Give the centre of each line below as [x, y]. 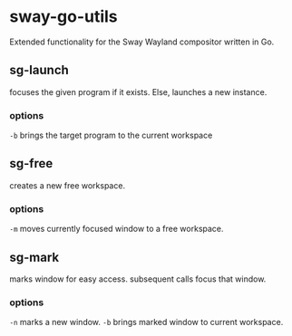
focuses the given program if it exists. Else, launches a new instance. [138, 91]
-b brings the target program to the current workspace [111, 135]
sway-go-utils [63, 17]
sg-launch [39, 70]
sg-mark [34, 257]
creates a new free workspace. [67, 185]
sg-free [31, 163]
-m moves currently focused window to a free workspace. [117, 229]
